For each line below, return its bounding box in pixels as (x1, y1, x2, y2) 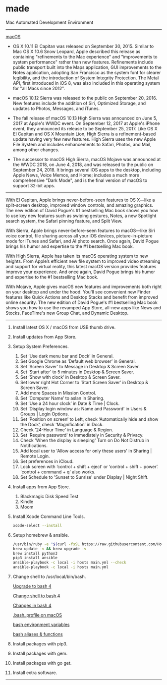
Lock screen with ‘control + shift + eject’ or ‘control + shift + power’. (20, 463, 159, 469)
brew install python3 (12, 551, 57, 556)
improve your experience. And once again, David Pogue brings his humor (5, 269, 156, 275)
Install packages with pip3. (12, 641, 68, 647)
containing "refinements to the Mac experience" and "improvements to (12, 54, 158, 59)
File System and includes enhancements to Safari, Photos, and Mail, (12, 141, 152, 147)
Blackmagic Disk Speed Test (20, 493, 79, 499)
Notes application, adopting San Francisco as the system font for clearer (12, 69, 161, 75)
